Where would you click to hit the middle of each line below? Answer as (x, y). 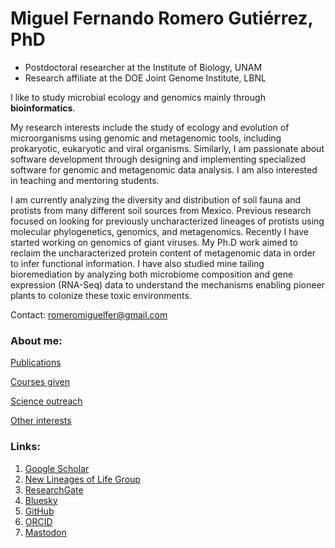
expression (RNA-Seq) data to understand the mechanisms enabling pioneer (167, 284)
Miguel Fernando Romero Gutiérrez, (162, 18)
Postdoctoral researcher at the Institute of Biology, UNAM (143, 67)
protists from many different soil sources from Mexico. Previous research (161, 210)
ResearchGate (54, 489)
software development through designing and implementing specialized (158, 159)
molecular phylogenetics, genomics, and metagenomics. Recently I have (159, 231)
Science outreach (46, 401)
